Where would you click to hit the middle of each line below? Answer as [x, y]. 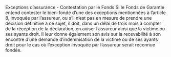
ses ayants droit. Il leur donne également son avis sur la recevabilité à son [83, 34]
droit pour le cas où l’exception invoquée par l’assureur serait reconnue [80, 45]
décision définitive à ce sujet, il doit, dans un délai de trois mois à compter [83, 23]
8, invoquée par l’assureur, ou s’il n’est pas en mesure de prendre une [79, 18]
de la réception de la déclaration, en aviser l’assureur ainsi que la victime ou [85, 29]
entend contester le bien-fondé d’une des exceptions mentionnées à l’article [86, 13]
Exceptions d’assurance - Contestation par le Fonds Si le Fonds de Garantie [85, 7]
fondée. [14, 50]
